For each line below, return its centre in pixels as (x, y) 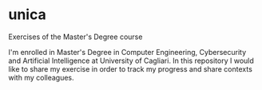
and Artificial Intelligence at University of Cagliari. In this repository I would (131, 61)
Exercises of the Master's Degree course (75, 37)
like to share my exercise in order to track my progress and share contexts (131, 68)
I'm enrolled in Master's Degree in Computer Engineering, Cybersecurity (127, 52)
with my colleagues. (41, 77)
